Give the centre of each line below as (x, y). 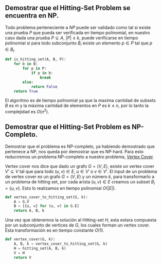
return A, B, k (29, 211)
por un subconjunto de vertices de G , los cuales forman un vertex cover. (77, 225)
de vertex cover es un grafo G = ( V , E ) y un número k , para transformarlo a (80, 176)
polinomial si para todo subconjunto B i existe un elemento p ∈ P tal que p (79, 43)
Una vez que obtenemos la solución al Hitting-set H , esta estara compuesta (81, 220)
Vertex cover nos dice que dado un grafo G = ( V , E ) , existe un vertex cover (80, 166)
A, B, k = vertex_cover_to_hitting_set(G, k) (61, 244)
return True (26, 91)
